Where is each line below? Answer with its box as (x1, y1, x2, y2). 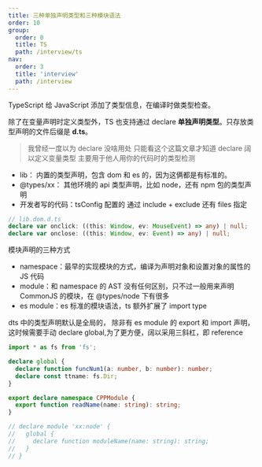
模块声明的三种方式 (8, 245, 71, 254)
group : (8, 26, 30, 34)
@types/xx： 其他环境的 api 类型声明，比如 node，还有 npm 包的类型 (19, 180, 245, 189)
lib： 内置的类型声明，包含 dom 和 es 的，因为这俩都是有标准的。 (19, 170, 232, 180)
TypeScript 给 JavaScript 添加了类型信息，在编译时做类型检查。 (8, 100, 215, 109)
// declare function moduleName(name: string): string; (8, 437, 210, 445)
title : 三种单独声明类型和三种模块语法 (8, 11, 121, 20)
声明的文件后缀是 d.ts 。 (14, 127, 93, 136)
